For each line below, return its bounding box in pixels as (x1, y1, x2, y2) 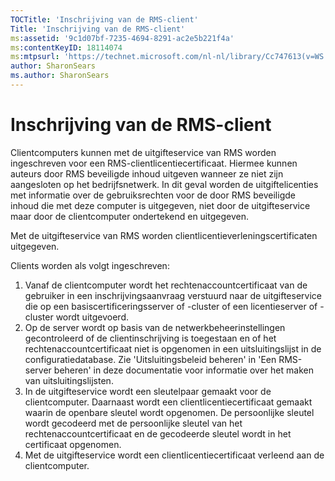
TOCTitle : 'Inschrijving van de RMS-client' (10, 14, 199, 25)
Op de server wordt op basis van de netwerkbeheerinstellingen (24, 321, 286, 333)
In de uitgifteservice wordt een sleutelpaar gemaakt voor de (24, 385, 272, 397)
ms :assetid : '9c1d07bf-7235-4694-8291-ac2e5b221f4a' (10, 33, 235, 43)
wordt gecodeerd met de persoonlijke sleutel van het (24, 417, 243, 429)
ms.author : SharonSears (10, 71, 110, 81)
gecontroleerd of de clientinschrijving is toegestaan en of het (24, 332, 277, 344)
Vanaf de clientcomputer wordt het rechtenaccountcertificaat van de (24, 279, 308, 291)
